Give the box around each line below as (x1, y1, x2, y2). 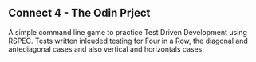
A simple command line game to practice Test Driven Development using (8, 27, 247, 37)
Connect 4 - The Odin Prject (8, 6, 151, 20)
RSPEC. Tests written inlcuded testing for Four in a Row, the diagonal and (8, 36, 249, 45)
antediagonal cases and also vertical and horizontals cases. (8, 44, 205, 54)
